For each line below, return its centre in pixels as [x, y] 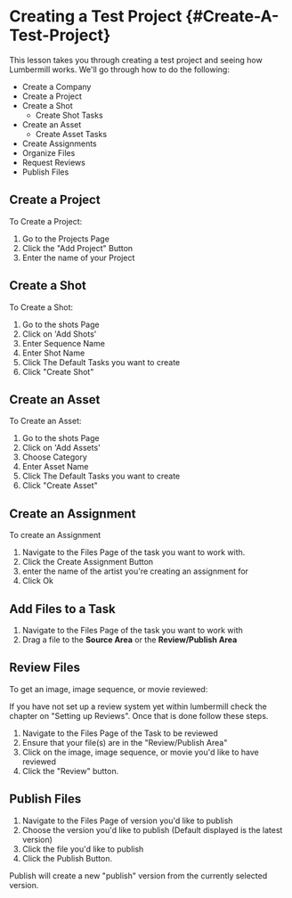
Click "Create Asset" [60, 486]
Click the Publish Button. [67, 858]
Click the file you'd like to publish [83, 849]
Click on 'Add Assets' [61, 448]
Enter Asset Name [55, 467]
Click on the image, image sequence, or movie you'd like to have [141, 752]
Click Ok [37, 581]
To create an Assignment [55, 535]
